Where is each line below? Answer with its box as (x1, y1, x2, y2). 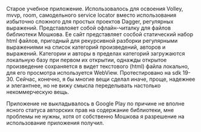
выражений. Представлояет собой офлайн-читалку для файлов (6, 24, 171, 31)
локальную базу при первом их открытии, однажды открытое (6, 57, 167, 63)
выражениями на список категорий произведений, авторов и (6, 43, 166, 51)
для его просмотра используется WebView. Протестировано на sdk (6, 69, 182, 76)
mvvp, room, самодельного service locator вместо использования (6, 11, 177, 19)
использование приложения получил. (6, 119, 104, 126)
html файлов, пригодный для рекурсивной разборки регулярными (6, 37, 178, 44)
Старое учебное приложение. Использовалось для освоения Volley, (6, 5, 183, 12)
